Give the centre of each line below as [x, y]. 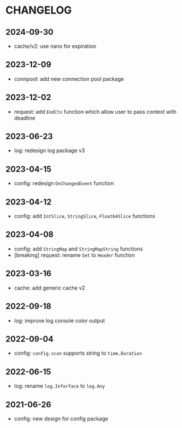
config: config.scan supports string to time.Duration [78, 353]
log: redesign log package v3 [49, 150]
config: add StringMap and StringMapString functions [78, 249]
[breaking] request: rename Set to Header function [74, 255]
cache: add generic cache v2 [49, 288]
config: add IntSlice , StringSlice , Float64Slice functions [85, 216]
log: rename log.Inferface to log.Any [59, 386]
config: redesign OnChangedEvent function [64, 183]
